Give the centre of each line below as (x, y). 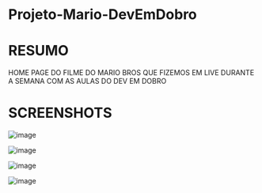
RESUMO (38, 51)
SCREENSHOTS (60, 113)
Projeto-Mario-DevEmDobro (103, 15)
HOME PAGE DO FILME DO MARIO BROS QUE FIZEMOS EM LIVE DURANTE (131, 73)
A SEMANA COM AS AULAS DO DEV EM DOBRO (87, 81)
